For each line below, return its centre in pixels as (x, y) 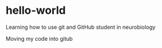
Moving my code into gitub (39, 38)
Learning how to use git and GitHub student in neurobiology (81, 27)
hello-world (36, 10)
